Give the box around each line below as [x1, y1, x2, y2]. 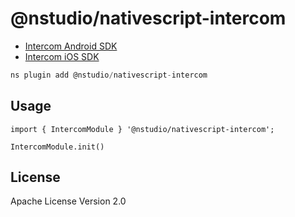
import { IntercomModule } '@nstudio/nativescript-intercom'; [10, 124, 275, 134]
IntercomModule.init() [10, 142, 105, 152]
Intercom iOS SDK [24, 50, 100, 62]
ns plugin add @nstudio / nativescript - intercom [10, 70, 208, 80]
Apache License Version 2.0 [10, 195, 127, 207]
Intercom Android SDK [24, 40, 118, 52]
